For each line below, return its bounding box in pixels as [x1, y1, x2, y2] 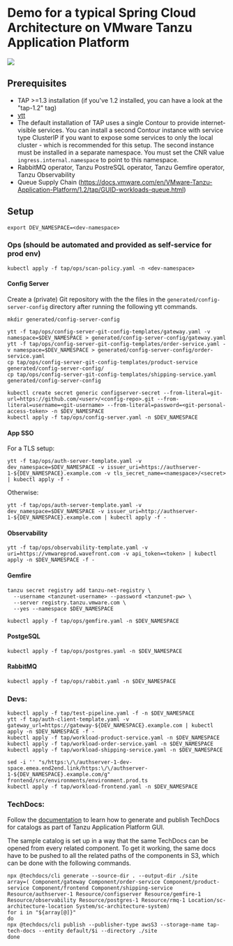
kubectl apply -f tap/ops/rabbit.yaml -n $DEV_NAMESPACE [7, 678, 176, 685]
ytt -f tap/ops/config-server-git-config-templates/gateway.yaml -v [7, 329, 211, 336]
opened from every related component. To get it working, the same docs [7, 844, 216, 852]
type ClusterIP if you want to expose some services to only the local [17, 133, 213, 141]
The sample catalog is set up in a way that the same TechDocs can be [7, 836, 209, 845]
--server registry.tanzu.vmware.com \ [13, 599, 127, 606]
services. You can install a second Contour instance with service [37, 126, 224, 134]
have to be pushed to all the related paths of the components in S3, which [7, 851, 220, 859]
